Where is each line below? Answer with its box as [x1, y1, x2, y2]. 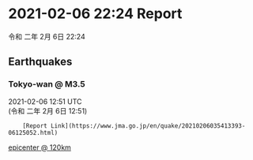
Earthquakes [8, 55, 73, 69]
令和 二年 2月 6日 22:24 [8, 32, 85, 41]
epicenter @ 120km [8, 143, 71, 152]
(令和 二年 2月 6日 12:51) [8, 106, 88, 115]
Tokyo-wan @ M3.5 [8, 79, 85, 90]
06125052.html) [8, 128, 59, 136]
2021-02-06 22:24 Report [8, 5, 183, 23]
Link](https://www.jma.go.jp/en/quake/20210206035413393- [50, 121, 246, 130]
